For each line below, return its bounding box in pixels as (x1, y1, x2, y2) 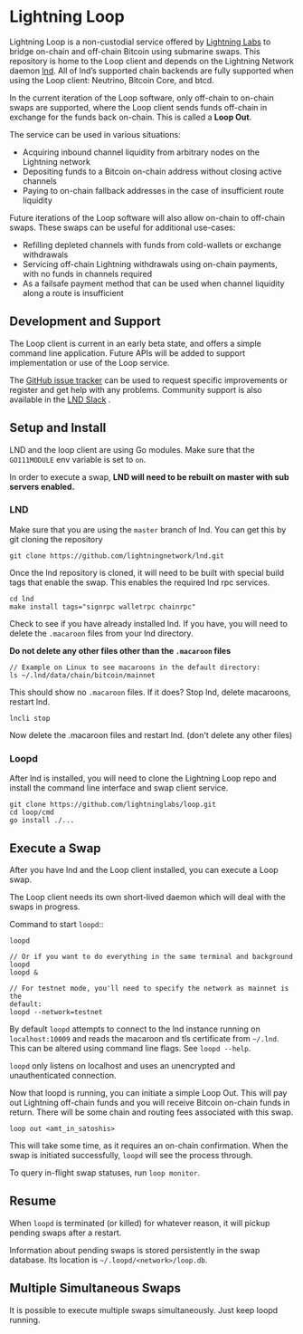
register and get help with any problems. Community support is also (9, 384, 262, 395)
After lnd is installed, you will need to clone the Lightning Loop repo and (9, 773, 278, 784)
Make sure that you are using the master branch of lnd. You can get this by (9, 523, 287, 535)
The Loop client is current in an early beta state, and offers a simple (9, 338, 262, 349)
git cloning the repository (9, 533, 103, 544)
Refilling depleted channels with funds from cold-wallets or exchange (22, 239, 282, 250)
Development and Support (9, 314, 161, 330)
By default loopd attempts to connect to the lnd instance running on (9, 1023, 260, 1034)
